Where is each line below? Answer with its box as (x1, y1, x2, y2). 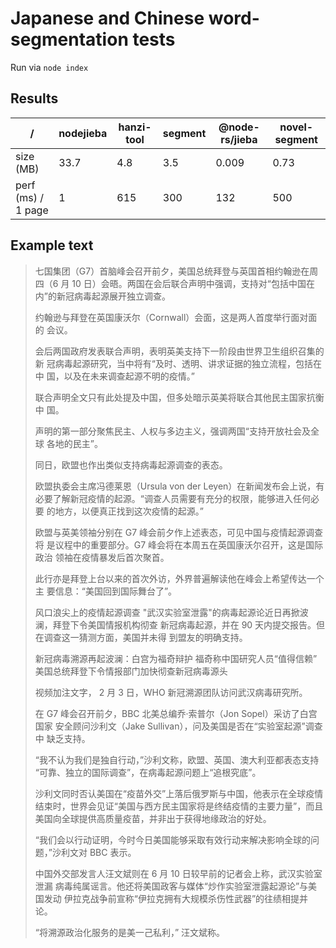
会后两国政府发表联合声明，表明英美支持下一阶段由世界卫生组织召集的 (34, 345, 325, 357)
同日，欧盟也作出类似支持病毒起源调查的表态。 (34, 458, 228, 471)
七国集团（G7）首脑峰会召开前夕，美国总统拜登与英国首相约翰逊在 (34, 265, 310, 277)
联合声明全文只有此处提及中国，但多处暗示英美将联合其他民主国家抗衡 (34, 391, 325, 403)
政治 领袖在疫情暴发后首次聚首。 (34, 551, 170, 563)
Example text (10, 237, 94, 254)
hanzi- (118, 120, 152, 134)
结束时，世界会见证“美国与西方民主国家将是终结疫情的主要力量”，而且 (34, 800, 324, 812)
